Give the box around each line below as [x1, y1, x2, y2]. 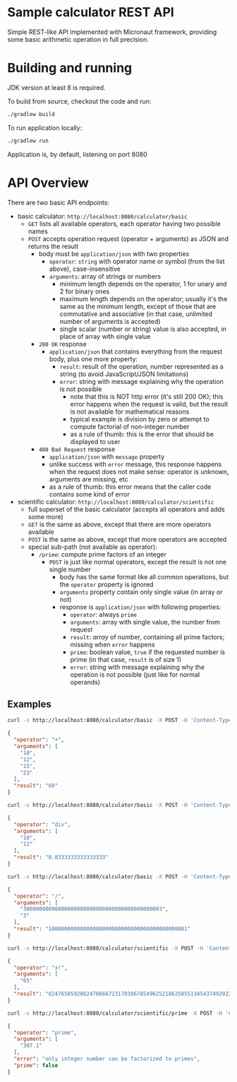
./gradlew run [7, 137, 49, 144]
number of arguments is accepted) [59, 317, 161, 325]
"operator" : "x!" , [13, 964, 68, 971]
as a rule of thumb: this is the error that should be [70, 429, 214, 438]
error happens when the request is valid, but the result [70, 400, 229, 408]
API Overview [7, 175, 90, 191]
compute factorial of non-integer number [70, 422, 190, 431]
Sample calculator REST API [7, 4, 174, 21]
